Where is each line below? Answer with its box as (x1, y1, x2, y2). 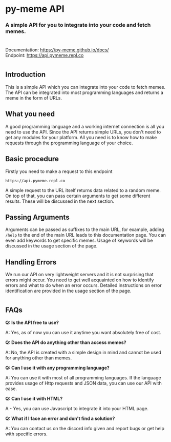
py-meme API (5, 3, 65, 15)
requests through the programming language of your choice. (5, 140, 133, 146)
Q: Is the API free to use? (5, 319, 59, 325)
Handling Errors (5, 258, 57, 266)
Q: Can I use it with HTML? (5, 395, 63, 401)
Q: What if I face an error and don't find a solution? (5, 415, 115, 421)
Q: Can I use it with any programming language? (5, 364, 110, 371)
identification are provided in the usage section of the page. (5, 288, 132, 294)
